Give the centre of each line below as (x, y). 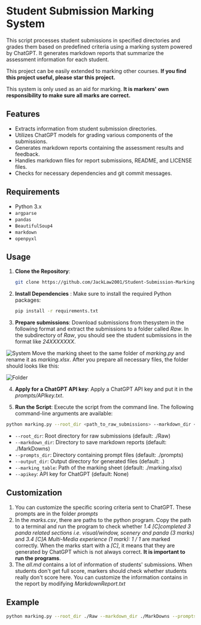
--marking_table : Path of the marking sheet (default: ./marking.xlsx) (98, 468)
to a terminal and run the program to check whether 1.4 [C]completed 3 (103, 526)
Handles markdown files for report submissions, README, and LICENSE (103, 160)
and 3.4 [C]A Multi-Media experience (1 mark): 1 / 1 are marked (92, 539)
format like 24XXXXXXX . (45, 342)
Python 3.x (28, 206)
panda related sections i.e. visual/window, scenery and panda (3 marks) (104, 533)
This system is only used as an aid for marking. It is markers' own (88, 89)
